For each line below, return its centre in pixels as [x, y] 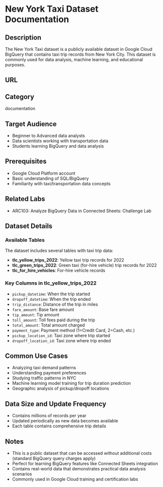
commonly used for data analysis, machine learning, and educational [74, 59]
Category [20, 97]
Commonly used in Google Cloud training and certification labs [75, 479]
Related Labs [25, 199]
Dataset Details [29, 226]
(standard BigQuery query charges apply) [54, 459]
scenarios [22, 474]
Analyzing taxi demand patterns [44, 368]
